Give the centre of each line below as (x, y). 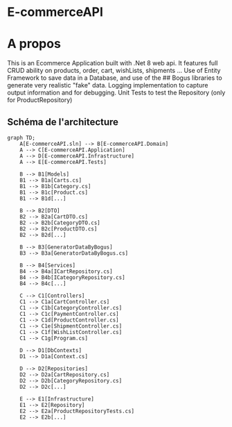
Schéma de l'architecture (63, 122)
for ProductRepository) (40, 100)
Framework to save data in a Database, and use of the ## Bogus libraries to (115, 78)
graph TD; (21, 137)
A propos (34, 44)
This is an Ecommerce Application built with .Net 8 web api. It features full (113, 63)
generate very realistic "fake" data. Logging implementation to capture (108, 85)
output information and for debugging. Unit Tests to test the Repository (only (116, 93)
